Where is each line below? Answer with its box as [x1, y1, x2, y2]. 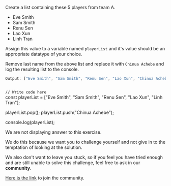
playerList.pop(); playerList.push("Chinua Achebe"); [5, 109, 115, 115]
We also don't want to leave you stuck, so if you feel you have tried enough [5, 154, 163, 160]
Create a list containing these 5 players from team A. [5, 5, 116, 10]
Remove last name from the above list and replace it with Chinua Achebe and [5, 61, 164, 67]
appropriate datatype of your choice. [5, 51, 82, 57]
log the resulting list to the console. [5, 66, 79, 72]
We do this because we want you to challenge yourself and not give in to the [5, 139, 166, 145]
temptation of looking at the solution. [5, 144, 82, 150]
